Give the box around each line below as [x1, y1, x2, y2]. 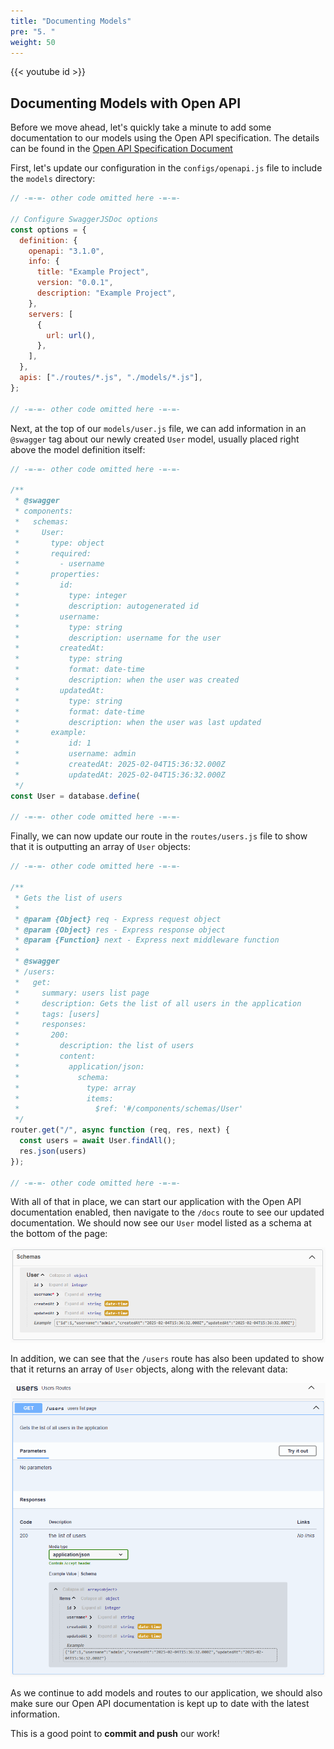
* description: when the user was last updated [14, 717, 262, 727]
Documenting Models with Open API [10, 95, 242, 112]
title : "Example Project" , [36, 267, 150, 277]
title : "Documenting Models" [10, 16, 132, 26]
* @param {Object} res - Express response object [14, 925, 226, 935]
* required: [14, 548, 92, 559]
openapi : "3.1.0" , [28, 246, 105, 256]
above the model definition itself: [10, 443, 146, 455]
